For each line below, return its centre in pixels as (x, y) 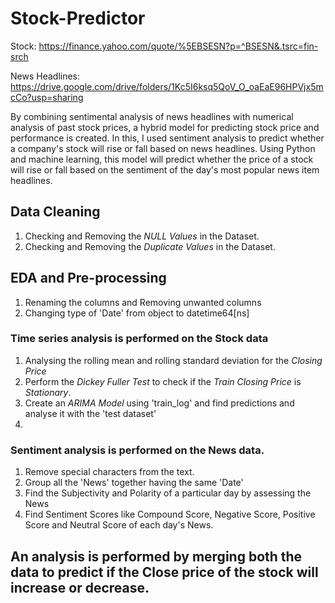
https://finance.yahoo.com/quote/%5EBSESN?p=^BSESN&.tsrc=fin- (178, 46)
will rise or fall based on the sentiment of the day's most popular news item (165, 169)
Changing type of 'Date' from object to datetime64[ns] (137, 313)
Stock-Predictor (78, 18)
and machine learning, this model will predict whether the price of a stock (162, 159)
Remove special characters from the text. (109, 472)
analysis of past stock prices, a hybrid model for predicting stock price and (165, 127)
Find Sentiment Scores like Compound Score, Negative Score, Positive (170, 514)
